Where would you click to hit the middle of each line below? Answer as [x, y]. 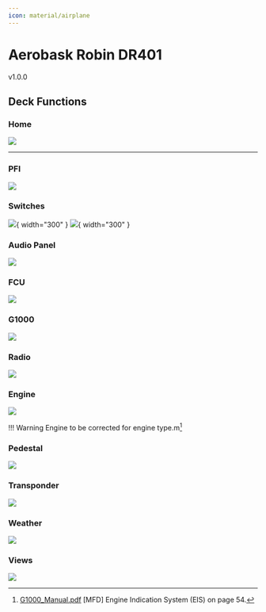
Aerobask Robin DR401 [85, 54]
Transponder [34, 486]
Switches [27, 206]
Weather [25, 522]
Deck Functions [47, 101]
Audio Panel [32, 245]
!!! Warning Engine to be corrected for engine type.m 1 [95, 427]
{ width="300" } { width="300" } [73, 224]
